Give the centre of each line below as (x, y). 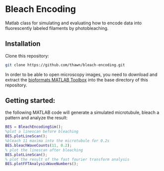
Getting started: (30, 101)
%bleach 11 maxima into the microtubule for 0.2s (57, 141)
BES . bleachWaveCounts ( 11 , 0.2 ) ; (38, 145)
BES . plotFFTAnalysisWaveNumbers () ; (42, 164)
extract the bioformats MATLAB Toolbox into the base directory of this (77, 80)
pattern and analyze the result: (36, 118)
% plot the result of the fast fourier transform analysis (67, 159)
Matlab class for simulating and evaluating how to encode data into (74, 23)
